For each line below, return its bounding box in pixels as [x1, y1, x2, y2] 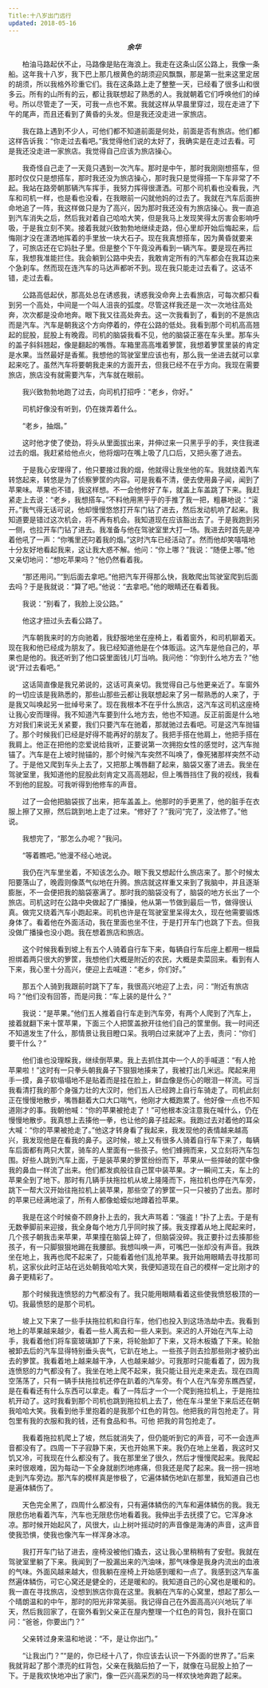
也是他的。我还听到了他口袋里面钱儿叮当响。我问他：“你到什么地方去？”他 [14, 652, 259, 662]
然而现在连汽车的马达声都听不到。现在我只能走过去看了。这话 [42, 263, 246, 273]
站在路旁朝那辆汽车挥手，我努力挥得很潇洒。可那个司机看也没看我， [29, 183, 253, 193]
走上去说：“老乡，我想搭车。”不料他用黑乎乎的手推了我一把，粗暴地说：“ [14, 495, 252, 504]
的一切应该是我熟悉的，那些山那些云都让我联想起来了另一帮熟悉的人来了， [8, 689, 253, 699]
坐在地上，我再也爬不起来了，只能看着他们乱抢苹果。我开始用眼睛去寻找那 [8, 1252, 253, 1261]
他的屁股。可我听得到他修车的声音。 [22, 779, 141, 789]
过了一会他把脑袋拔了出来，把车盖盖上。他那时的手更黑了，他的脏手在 [22, 796, 253, 806]
